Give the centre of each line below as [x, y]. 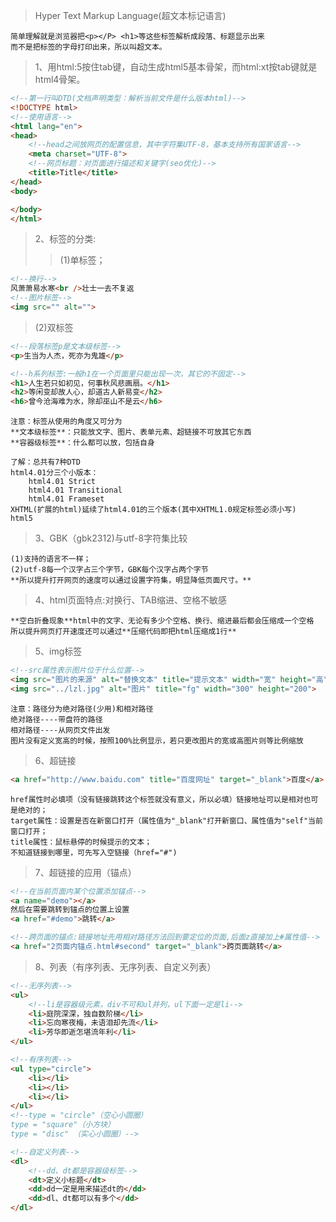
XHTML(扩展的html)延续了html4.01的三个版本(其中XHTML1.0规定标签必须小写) [153, 510]
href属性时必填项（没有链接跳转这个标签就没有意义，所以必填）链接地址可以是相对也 [161, 799]
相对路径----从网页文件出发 [60, 730]
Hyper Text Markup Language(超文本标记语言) [130, 15]
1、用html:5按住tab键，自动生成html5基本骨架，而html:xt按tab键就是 [176, 67]
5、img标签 [58, 651]
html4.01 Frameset [66, 499]
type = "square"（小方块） [62, 1125]
